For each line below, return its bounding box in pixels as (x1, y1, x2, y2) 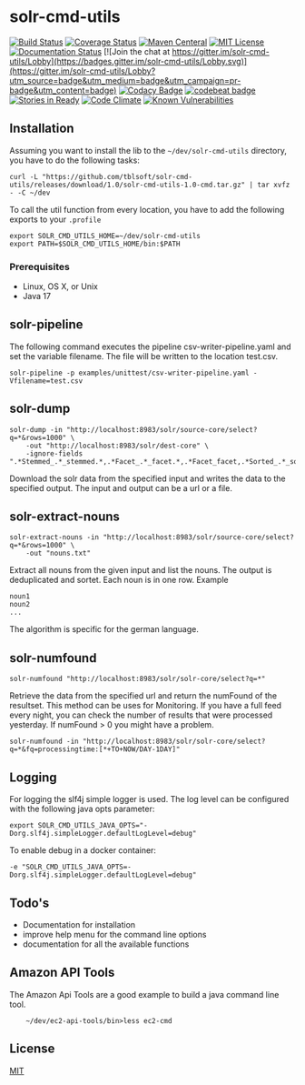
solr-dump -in (9, 425, 64, 434)
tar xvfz (257, 180, 290, 189)
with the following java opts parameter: (9, 803, 155, 815)
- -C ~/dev (9, 188, 51, 197)
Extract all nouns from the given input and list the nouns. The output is (9, 565, 272, 576)
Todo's (9, 895, 50, 910)
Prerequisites (9, 260, 70, 273)
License (9, 1041, 55, 1057)
